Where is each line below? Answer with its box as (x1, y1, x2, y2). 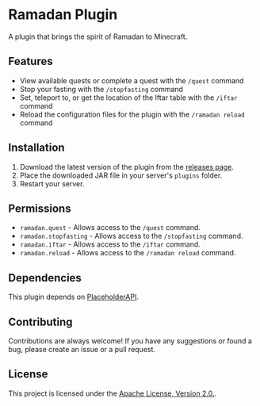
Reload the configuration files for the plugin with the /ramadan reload (19, 109, 246, 119)
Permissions (8, 201, 71, 215)
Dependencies (8, 271, 82, 285)
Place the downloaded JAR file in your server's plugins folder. (19, 170, 223, 180)
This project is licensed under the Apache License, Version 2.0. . (8, 389, 216, 398)
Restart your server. (19, 178, 85, 188)
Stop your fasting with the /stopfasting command (19, 84, 184, 94)
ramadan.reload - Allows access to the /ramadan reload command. (19, 248, 236, 258)
